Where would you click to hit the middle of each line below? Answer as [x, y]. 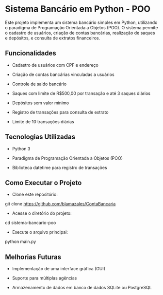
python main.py [21, 241]
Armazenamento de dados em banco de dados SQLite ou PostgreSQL [82, 288]
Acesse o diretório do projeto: [42, 213]
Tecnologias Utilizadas [40, 137]
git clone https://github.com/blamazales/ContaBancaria [60, 204]
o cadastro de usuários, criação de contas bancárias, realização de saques [80, 33]
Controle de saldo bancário [39, 84]
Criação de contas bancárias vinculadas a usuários [63, 74]
